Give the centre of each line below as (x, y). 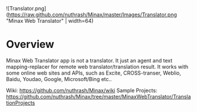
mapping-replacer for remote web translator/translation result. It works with (97, 66)
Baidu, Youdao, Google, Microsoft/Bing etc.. (59, 79)
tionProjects (21, 103)
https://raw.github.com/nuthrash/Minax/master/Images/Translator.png (92, 15)
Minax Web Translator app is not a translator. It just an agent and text (89, 60)
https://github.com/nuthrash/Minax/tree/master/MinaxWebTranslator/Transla (98, 96)
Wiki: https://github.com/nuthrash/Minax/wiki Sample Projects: (82, 90)
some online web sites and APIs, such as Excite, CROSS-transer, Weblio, (94, 73)
